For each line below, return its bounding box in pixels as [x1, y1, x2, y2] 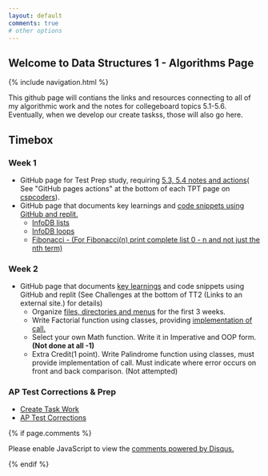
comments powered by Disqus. [131, 444, 234, 454]
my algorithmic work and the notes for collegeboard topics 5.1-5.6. [8, 102, 227, 111]
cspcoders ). [19, 192, 60, 202]
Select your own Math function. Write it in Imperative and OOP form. [31, 333, 257, 342]
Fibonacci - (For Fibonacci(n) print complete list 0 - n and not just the [31, 234, 260, 244]
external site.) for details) [19, 298, 103, 308]
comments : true [8, 19, 59, 27]
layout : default [8, 11, 62, 20]
